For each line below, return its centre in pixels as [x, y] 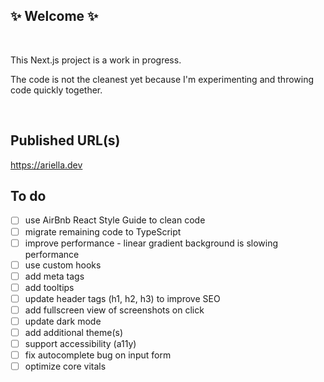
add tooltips [49, 287]
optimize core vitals [65, 366]
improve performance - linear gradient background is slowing [151, 243]
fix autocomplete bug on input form [98, 355]
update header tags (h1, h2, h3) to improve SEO [122, 298]
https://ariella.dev [46, 165]
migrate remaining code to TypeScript [103, 231]
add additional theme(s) [73, 332]
